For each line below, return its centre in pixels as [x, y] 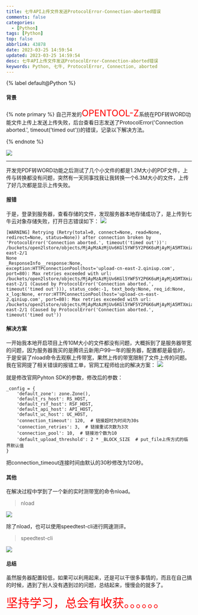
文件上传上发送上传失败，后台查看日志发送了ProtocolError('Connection [97, 122]
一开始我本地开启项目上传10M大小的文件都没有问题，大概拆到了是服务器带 [96, 343]
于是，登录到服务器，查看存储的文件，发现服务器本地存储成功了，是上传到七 [99, 213]
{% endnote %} [25, 142]
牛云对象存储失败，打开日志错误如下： [52, 221]
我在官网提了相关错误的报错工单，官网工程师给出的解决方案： [81, 365]
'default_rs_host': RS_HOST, [52, 399]
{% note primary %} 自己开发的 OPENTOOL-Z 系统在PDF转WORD [96, 113]
